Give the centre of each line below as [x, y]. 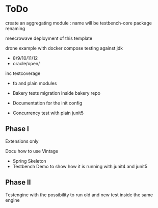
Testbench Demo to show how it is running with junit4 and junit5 [80, 166]
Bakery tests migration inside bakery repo [57, 93]
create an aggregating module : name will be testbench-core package [78, 23]
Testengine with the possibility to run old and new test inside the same [79, 195]
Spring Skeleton [30, 161]
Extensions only [22, 141]
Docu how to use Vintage [32, 151]
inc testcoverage [23, 73]
